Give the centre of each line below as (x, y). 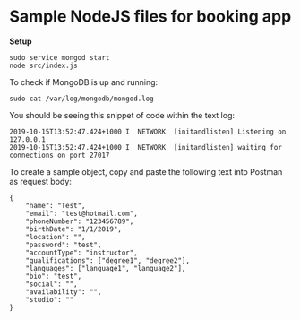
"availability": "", (64, 292)
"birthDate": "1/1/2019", (74, 229)
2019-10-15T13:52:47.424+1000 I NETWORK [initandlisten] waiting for (146, 147)
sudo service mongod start (60, 57)
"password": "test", (64, 245)
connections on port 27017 (60, 155)
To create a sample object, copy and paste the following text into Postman (146, 171)
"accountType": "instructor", (82, 253)
